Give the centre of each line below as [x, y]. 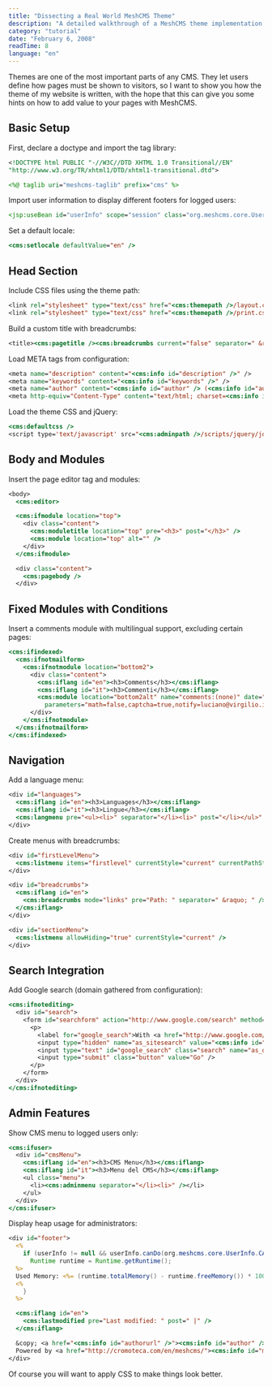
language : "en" [34, 54]
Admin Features [49, 1113]
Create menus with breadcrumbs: [64, 840]
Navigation [36, 760]
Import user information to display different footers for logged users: [122, 201]
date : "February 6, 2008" [52, 39]
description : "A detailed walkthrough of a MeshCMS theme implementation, [137, 24]
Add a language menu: [46, 780]
